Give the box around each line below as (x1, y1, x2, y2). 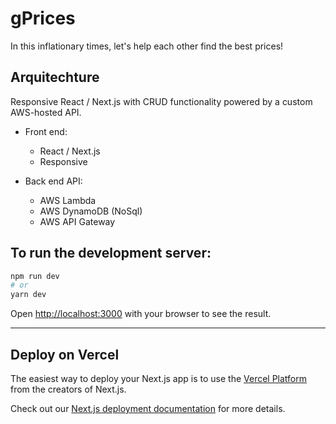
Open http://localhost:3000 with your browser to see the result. (10, 308, 272, 320)
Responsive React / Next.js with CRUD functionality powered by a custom (10, 95, 313, 107)
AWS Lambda (39, 194, 97, 206)
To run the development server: (10, 245, 212, 262)
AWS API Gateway (39, 215, 116, 227)
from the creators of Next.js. (10, 383, 127, 395)
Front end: (24, 125, 68, 137)
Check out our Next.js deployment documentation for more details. (10, 403, 286, 414)
